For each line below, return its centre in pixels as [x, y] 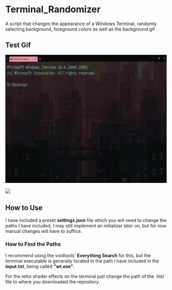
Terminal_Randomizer [53, 9]
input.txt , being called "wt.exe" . [40, 266]
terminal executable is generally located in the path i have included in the [82, 261]
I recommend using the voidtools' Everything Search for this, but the [78, 255]
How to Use [24, 208]
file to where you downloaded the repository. [53, 282]
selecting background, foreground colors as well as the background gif [80, 29]
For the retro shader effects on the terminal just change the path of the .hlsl [85, 276]
